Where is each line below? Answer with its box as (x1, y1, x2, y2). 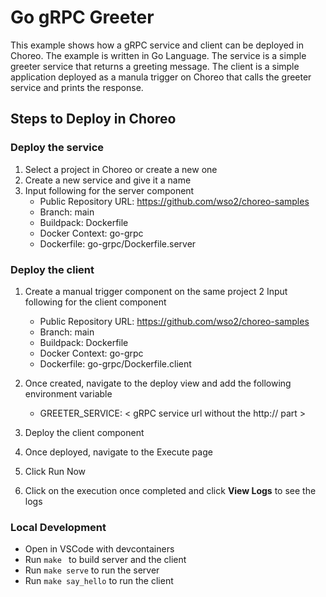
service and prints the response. (10, 81, 144, 93)
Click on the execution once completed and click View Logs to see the (24, 484, 317, 496)
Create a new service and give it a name (24, 174, 192, 186)
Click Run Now (24, 465, 87, 477)
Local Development (10, 520, 107, 534)
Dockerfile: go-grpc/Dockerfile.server (39, 237, 197, 250)
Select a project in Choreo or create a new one (24, 163, 218, 175)
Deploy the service (10, 141, 105, 155)
